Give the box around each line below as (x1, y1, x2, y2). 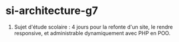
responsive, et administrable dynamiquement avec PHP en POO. (14, 29, 171, 36)
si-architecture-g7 (5, 4, 99, 17)
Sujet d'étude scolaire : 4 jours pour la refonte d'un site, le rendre (14, 23, 173, 30)
